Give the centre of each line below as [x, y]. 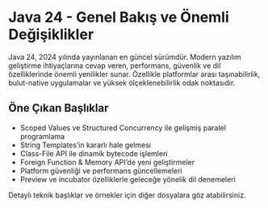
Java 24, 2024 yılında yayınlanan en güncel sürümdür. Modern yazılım [125, 57]
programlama [42, 136]
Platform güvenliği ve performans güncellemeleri [101, 171]
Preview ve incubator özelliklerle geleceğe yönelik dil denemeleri [128, 179]
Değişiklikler [51, 34]
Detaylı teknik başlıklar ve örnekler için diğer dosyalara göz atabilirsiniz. [127, 195]
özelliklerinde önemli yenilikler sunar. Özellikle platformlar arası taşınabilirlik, [134, 74]
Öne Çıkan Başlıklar [59, 108]
